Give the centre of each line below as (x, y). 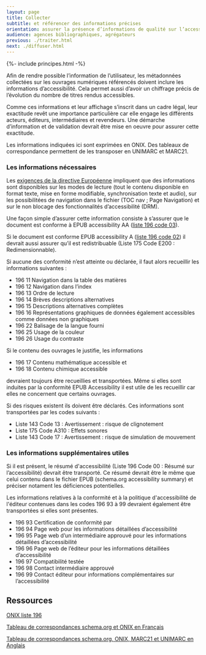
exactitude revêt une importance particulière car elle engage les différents (100, 113)
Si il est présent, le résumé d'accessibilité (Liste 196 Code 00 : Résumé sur (101, 466)
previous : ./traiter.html (39, 40)
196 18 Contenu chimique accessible (61, 369)
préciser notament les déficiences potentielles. (66, 486)
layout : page (23, 12)
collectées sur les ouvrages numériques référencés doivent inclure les (95, 82)
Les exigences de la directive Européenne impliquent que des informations (101, 181)
